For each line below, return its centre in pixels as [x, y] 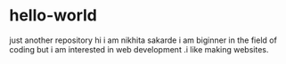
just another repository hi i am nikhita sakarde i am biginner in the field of [143, 40]
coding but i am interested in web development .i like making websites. [139, 49]
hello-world [53, 16]
